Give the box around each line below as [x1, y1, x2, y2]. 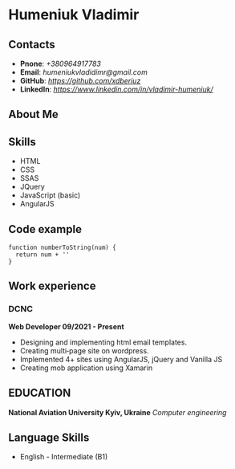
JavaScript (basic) [19, 190, 81, 200]
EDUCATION [8, 386, 71, 400]
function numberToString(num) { [8, 243, 116, 252]
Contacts [8, 38, 56, 51]
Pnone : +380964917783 [19, 59, 102, 68]
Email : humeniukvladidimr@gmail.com [19, 67, 148, 77]
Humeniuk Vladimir [8, 6, 140, 24]
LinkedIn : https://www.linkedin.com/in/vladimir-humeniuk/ [19, 84, 214, 94]
